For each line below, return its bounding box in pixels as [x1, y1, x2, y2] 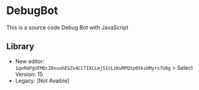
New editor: [15, 57, 44, 64]
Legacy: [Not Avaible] [15, 77, 70, 84]
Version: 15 [15, 71, 43, 78]
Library [6, 41, 35, 52]
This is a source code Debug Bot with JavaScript [6, 24, 129, 31]
